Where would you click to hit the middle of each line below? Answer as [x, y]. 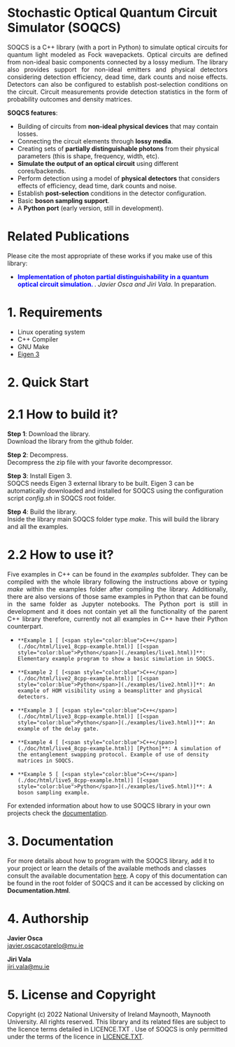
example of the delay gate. [58, 729]
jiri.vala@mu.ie [29, 967]
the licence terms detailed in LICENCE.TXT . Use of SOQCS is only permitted [117, 1029]
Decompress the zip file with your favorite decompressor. [90, 462]
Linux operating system [51, 332]
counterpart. [25, 626]
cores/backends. [42, 171]
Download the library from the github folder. [71, 441]
